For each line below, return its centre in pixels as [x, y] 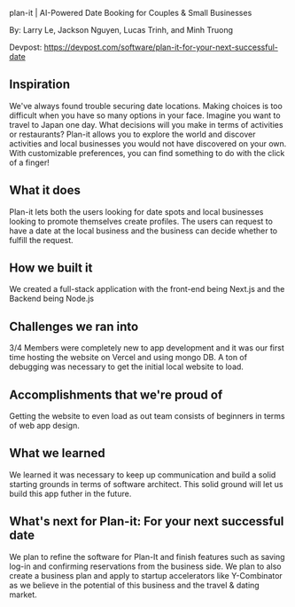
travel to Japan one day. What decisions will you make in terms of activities [146, 124]
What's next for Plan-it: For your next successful [147, 521]
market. [23, 595]
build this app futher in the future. [70, 493]
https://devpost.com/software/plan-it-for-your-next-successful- [161, 47]
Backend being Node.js [52, 299]
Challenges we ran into [74, 326]
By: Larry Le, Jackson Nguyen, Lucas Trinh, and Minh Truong [121, 30]
